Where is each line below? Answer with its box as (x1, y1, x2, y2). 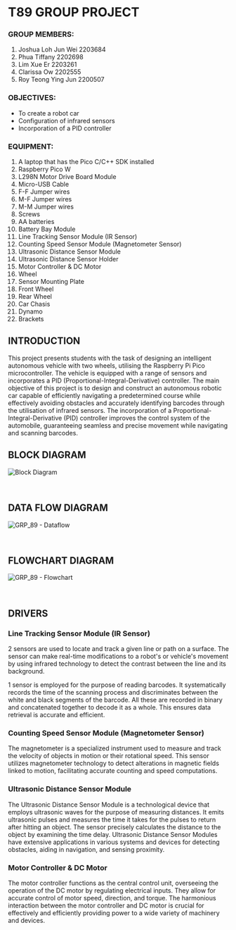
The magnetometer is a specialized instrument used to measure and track (8, 744, 222, 752)
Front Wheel (18, 285, 54, 293)
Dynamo (18, 307, 43, 316)
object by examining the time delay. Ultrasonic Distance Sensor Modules (8, 830, 218, 838)
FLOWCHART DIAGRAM (8, 554, 114, 566)
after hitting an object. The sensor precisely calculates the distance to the (8, 822, 221, 831)
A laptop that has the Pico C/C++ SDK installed (18, 158, 155, 166)
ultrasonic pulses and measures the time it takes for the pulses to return (8, 815, 216, 824)
